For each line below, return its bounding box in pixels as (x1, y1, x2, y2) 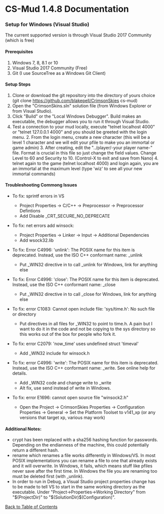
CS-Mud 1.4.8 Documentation (5, 3, 129, 15)
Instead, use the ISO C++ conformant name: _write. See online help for (12, 365, 156, 371)
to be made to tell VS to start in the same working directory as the (12, 484, 146, 490)
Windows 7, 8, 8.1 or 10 (12, 60, 58, 65)
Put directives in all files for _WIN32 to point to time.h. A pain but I (19, 321, 153, 327)
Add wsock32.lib (19, 237, 54, 243)
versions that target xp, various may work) (19, 415, 106, 420)
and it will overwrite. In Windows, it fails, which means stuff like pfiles (12, 463, 153, 469)
